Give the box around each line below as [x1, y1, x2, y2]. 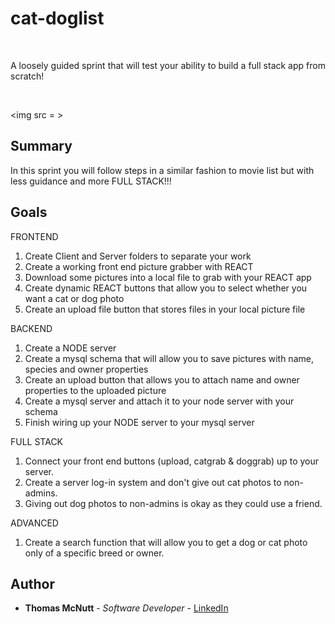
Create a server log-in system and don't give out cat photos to [24, 476, 282, 488]
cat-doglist [10, 7, 105, 30]
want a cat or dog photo [24, 292, 125, 304]
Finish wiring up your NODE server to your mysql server [24, 416, 255, 428]
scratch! [10, 70, 45, 82]
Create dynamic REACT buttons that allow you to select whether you [24, 282, 308, 294]
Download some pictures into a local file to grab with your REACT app [24, 271, 312, 283]
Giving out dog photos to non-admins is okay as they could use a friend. [24, 497, 323, 509]
